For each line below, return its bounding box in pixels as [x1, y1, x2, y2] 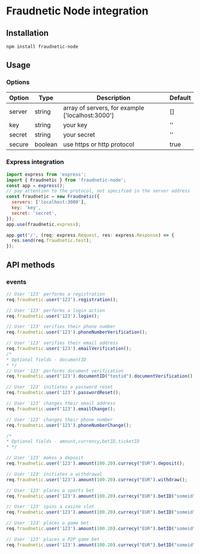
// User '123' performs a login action [6, 307, 105, 314]
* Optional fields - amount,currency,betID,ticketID [6, 438, 140, 445]
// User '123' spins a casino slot [6, 504, 95, 510]
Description [96, 94, 131, 102]
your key [63, 120, 87, 129]
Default [169, 94, 191, 102]
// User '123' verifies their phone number [6, 324, 116, 330]
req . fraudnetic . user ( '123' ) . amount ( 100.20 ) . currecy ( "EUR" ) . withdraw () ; [6, 476, 188, 482]
